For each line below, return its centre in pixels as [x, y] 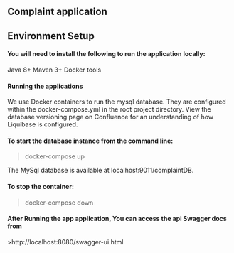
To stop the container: [41, 186]
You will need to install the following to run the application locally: [106, 54]
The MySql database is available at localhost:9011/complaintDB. [101, 171]
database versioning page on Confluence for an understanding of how [111, 117]
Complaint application [58, 12]
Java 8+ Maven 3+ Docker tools [54, 70]
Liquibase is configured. [43, 124]
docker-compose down [59, 203]
